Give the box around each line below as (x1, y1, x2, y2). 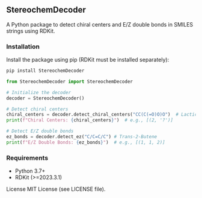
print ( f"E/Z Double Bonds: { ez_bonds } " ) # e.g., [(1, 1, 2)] (6, 139, 165, 145)
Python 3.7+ (14, 167, 46, 174)
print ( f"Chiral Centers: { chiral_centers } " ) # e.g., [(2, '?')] (6, 117, 173, 123)
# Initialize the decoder (6, 89, 71, 95)
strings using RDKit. (6, 27, 55, 34)
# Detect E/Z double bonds (6, 128, 74, 135)
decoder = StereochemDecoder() (6, 95, 85, 101)
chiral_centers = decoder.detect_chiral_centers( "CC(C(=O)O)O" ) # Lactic (6, 112, 198, 118)
